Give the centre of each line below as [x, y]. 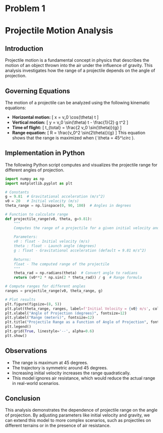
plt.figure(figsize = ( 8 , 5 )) [33, 304]
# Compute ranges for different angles [45, 286]
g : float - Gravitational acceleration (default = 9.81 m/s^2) [80, 250]
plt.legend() [18, 327]
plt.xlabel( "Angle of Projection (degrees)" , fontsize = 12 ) [66, 313]
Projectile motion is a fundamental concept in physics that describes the [77, 60]
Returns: [23, 259]
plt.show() [16, 335]
